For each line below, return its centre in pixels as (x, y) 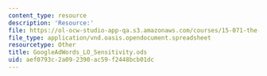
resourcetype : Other (43, 45)
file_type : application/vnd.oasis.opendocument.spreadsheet (110, 38)
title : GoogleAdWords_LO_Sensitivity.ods (78, 52)
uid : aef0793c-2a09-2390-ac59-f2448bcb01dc (81, 60)
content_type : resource (48, 15)
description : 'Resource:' (51, 23)
